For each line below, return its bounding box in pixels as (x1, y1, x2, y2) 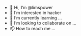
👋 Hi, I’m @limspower (9, 5, 53, 10)
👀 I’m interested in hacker (9, 10, 61, 16)
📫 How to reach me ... (9, 26, 55, 31)
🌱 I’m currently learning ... (9, 15, 62, 20)
